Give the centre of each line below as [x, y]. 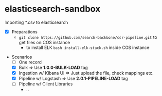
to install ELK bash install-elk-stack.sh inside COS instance [88, 48]
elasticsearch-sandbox [53, 9]
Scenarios [22, 57]
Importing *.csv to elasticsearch [36, 22]
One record [30, 62]
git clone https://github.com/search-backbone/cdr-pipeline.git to [88, 37]
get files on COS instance [44, 42]
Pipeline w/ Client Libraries [46, 84]
